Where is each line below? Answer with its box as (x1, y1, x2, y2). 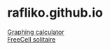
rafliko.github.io (7, 5, 103, 21)
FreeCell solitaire (7, 35, 56, 43)
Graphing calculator (7, 28, 64, 36)
